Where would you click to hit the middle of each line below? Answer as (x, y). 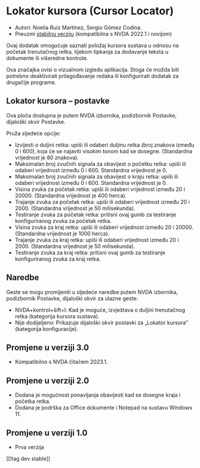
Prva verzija (30, 447)
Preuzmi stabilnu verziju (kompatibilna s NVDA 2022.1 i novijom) (93, 33)
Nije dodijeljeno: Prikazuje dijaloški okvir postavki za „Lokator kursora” (101, 323)
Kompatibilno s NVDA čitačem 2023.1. (61, 362)
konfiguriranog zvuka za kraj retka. (58, 259)
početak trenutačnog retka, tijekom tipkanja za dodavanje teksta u (87, 51)
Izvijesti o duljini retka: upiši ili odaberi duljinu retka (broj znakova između (104, 145)
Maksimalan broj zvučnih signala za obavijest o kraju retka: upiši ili (96, 176)
